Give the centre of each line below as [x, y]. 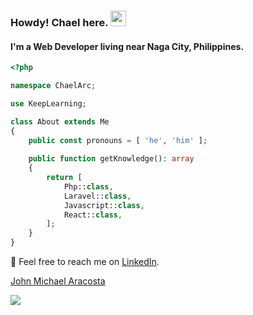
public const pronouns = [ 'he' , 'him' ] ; [118, 140]
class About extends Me [60, 121]
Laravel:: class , [97, 196]
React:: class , [93, 215]
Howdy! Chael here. [59, 22]
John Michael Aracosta [58, 281]
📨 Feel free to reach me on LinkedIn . [85, 261]
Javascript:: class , [104, 205]
